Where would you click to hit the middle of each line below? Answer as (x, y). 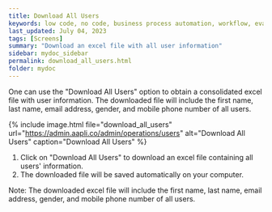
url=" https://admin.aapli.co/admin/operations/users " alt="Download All (127, 133)
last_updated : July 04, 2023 (57, 31)
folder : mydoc (32, 69)
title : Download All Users (54, 16)
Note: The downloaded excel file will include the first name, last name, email (135, 190)
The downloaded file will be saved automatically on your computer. (132, 174)
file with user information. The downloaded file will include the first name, (131, 100)
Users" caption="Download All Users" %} (78, 142)
